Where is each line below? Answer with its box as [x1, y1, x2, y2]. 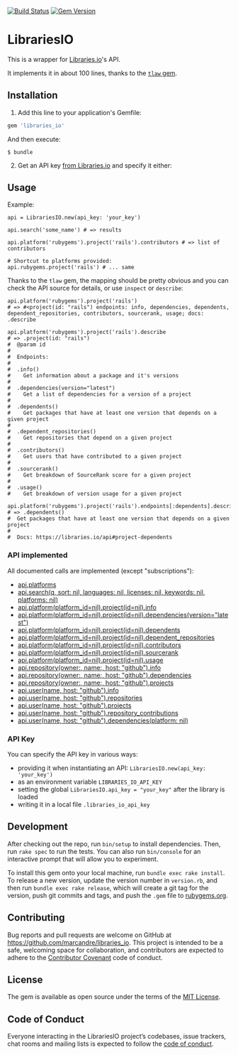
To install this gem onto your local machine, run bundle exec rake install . [7, 868, 225, 877]
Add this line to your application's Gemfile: [17, 108, 142, 117]
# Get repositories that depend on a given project [7, 434, 173, 442]
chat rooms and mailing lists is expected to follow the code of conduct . [7, 1039, 214, 1048]
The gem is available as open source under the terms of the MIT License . [7, 992, 221, 1001]
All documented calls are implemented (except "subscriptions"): [7, 566, 194, 575]
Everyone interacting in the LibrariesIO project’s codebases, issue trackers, [7, 1032, 227, 1041]
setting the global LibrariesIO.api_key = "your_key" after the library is [17, 785, 225, 794]
